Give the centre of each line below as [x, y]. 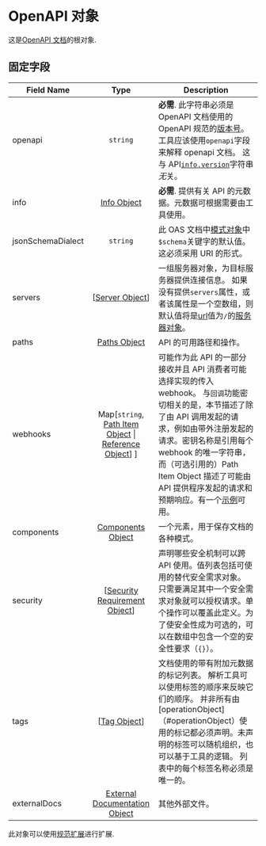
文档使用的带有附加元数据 [206, 663]
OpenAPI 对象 [53, 16]
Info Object [121, 202]
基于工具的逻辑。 [206, 756]
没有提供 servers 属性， [200, 292]
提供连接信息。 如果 [211, 280]
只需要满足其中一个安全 [202, 589]
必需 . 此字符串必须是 [196, 105]
